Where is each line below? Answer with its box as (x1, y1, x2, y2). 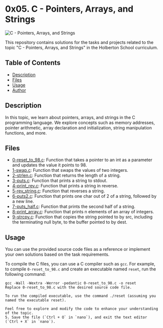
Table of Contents (5, 59, 61, 67)
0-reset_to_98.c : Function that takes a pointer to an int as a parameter (12, 157, 153, 163)
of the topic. (5, 311, 34, 316)
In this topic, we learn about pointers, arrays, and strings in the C (5, 114, 136, 120)
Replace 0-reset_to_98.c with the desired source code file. (5, 285, 132, 290)
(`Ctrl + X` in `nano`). (5, 319, 56, 324)
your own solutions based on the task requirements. (5, 251, 110, 257)
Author (12, 87, 26, 93)
